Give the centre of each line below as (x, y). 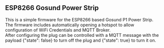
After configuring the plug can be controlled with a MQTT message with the (82, 35)
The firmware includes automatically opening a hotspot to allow (70, 25)
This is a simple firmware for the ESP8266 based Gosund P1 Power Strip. (79, 19)
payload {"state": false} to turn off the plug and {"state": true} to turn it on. (81, 40)
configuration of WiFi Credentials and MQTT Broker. (58, 30)
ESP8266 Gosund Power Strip (52, 8)
